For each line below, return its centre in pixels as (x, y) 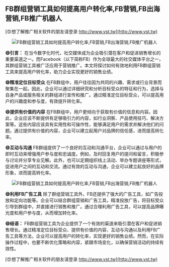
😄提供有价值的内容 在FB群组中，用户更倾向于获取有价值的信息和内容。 (79, 111)
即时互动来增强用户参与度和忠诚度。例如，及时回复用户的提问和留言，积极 (82, 154)
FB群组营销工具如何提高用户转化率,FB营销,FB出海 (82, 9)
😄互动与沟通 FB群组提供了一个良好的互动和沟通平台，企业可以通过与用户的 (83, 148)
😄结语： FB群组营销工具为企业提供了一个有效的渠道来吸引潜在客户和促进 (81, 223)
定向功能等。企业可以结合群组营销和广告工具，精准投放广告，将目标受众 (89, 200)
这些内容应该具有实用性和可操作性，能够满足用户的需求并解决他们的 (89, 124)
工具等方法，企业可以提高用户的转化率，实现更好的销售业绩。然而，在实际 (87, 236)
